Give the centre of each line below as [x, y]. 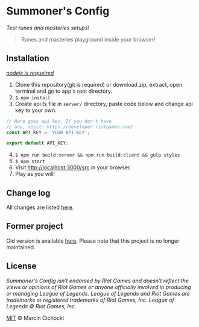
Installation [28, 58]
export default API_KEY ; [37, 143]
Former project [35, 226]
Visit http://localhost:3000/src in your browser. [73, 167]
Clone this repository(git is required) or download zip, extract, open [99, 84]
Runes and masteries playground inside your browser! [88, 39]
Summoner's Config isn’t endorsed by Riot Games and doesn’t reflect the [97, 281]
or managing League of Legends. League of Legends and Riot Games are [98, 293]
